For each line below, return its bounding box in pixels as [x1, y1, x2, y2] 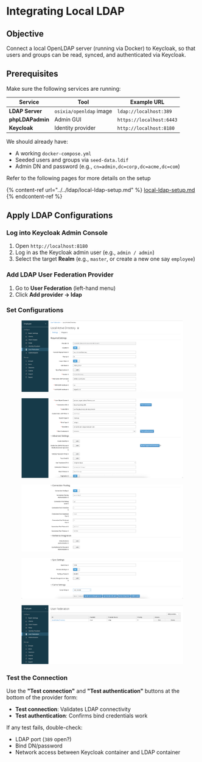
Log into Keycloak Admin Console [6, 228, 108, 237]
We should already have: [6, 138, 69, 145]
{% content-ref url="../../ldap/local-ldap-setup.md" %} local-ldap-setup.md [6, 186, 195, 193]
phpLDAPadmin [9, 116, 50, 123]
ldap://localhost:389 [117, 108, 172, 115]
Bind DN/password [15, 742, 63, 750]
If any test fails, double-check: [6, 724, 83, 732]
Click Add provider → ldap [15, 291, 82, 298]
